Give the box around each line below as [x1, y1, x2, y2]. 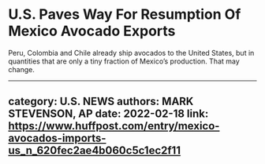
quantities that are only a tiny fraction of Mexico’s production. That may [8, 56, 241, 66]
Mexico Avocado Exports [8, 22, 176, 40]
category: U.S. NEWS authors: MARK [8, 95, 194, 108]
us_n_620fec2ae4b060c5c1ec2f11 [8, 144, 181, 158]
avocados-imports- [8, 132, 106, 145]
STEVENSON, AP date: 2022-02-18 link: [8, 108, 209, 121]
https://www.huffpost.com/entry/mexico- [8, 119, 220, 133]
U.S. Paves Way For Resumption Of [8, 5, 241, 24]
